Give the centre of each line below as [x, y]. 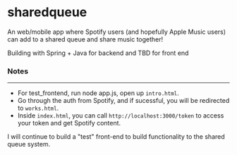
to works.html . [38, 108]
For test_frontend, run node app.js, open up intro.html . [98, 93]
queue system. [29, 144]
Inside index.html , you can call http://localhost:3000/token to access [121, 116]
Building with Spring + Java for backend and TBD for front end [98, 53]
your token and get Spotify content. [69, 123]
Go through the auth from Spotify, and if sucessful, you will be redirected [123, 101]
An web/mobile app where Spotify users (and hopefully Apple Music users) [117, 32]
